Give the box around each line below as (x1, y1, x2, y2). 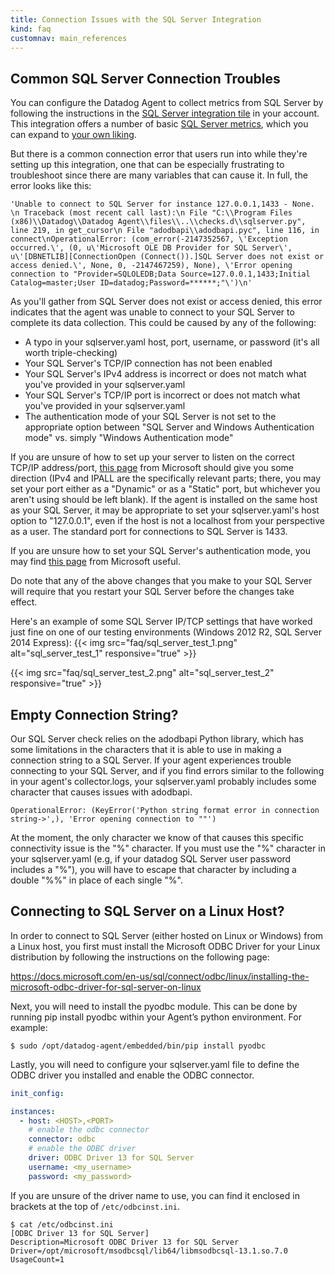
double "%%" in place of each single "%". (10, 874, 183, 886)
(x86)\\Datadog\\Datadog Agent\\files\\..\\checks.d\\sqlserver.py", (10, 217, 307, 227)
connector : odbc (28, 1134, 97, 1145)
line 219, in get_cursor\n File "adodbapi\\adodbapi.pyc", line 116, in (10, 226, 320, 236)
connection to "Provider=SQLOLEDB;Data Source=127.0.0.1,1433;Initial (10, 269, 311, 280)
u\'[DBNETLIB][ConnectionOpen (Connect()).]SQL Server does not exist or (10, 252, 325, 262)
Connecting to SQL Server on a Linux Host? (10, 903, 285, 920)
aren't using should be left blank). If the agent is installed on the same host (10, 494, 318, 506)
